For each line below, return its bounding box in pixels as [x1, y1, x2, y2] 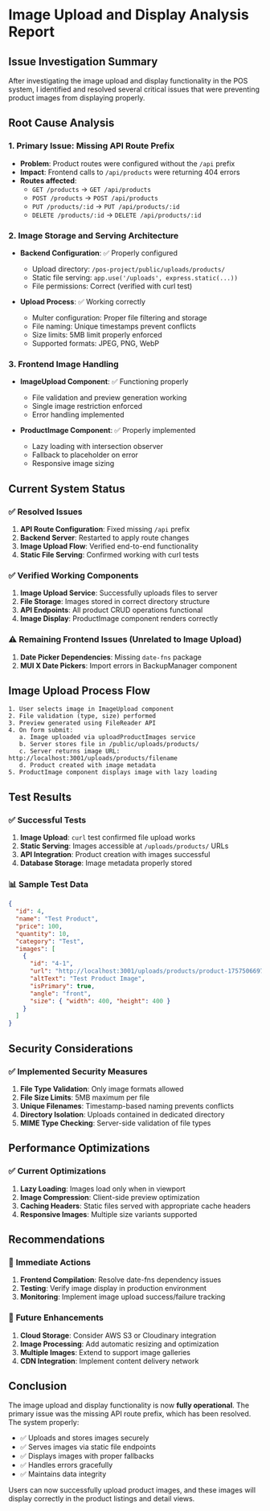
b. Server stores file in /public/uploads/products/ [18, 741, 199, 749]
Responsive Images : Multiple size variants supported [19, 1209, 198, 1219]
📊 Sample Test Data [8, 878, 89, 889]
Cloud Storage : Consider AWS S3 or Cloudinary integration [19, 1330, 217, 1340]
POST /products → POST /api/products [31, 193, 158, 202]
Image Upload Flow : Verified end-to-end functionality [19, 541, 198, 551]
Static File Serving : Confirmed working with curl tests [19, 549, 199, 559]
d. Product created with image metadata [18, 762, 157, 770]
